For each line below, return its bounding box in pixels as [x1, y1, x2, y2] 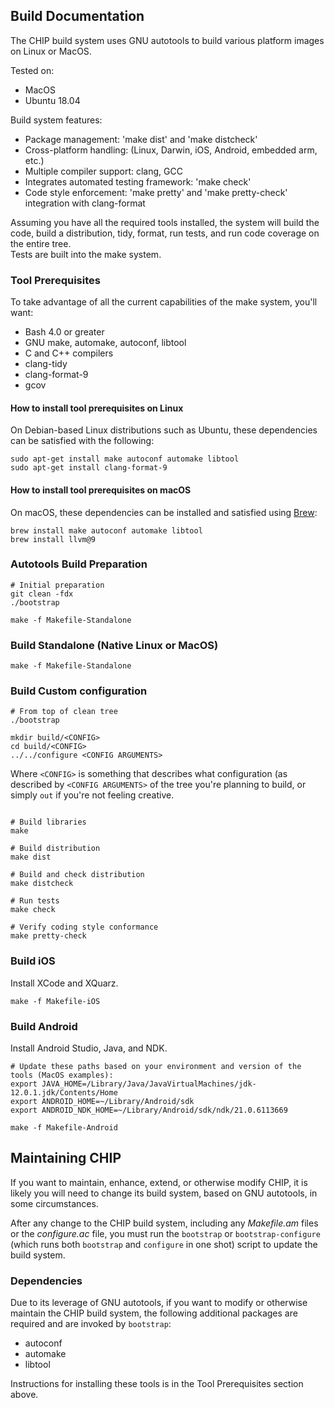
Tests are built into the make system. [10, 248, 162, 260]
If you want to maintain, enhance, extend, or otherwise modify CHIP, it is [10, 1176, 308, 1188]
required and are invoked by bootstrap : [10, 1318, 172, 1330]
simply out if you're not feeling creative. [10, 789, 175, 801]
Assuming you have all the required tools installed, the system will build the [10, 216, 320, 228]
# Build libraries [10, 817, 87, 828]
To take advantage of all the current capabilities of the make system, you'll [10, 296, 318, 308]
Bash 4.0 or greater [24, 326, 105, 338]
